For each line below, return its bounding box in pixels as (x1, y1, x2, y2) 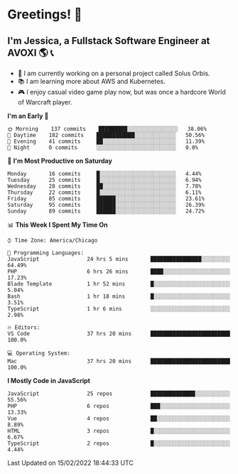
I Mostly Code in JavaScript (7, 377, 91, 384)
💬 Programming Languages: (7, 249, 84, 257)
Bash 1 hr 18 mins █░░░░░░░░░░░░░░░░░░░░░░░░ (7, 293, 231, 300)
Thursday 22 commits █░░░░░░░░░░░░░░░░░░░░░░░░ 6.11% (7, 189, 202, 196)
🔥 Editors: (7, 324, 40, 331)
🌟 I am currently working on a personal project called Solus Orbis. (17, 69, 210, 77)
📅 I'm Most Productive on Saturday (7, 156, 112, 165)
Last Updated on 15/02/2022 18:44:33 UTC (7, 458, 134, 467)
